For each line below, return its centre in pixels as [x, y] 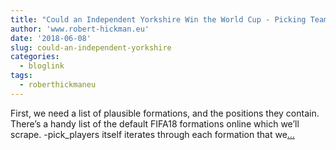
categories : [35, 57]
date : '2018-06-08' [51, 38]
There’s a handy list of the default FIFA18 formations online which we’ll [155, 123]
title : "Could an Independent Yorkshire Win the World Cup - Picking [158, 19]
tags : [21, 76]
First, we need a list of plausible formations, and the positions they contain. [165, 113]
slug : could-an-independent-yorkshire [91, 47]
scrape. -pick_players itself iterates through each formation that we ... [152, 134]
